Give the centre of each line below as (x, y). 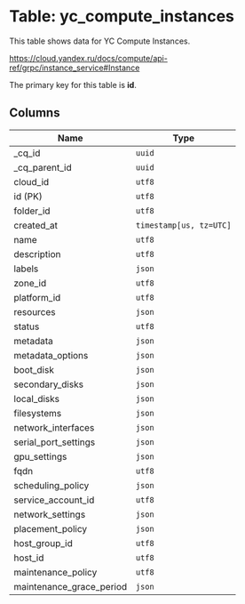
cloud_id (32, 181)
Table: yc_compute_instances (122, 16)
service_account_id (54, 500)
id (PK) (28, 196)
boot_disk (34, 369)
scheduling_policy (51, 485)
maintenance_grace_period (71, 586)
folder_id (32, 211)
